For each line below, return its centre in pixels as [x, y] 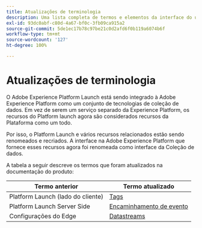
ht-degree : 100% [26, 46]
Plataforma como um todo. [39, 122]
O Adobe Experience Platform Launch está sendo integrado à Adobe [91, 97]
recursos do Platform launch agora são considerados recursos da [87, 116]
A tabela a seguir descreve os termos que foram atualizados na [85, 165]
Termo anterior [57, 186]
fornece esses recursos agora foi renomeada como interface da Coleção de [100, 147]
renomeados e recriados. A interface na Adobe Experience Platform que [96, 140]
